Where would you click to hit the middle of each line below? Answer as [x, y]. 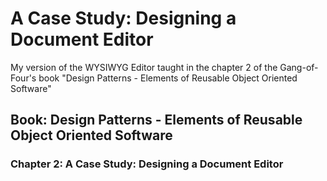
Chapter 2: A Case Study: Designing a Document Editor [147, 164]
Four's [23, 78]
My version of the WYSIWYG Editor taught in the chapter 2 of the [144, 67]
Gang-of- [299, 67]
